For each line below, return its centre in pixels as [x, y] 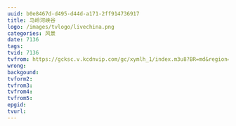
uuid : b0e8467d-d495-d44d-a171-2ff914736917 [73, 14]
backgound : [23, 72]
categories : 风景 [32, 33]
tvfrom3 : [20, 85]
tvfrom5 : [20, 99]
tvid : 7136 [23, 53]
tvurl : [17, 111]
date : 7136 [23, 40]
